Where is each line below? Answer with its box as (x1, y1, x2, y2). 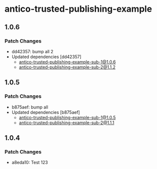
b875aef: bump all (11, 104, 48, 110)
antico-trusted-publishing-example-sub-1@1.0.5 (19, 114, 116, 120)
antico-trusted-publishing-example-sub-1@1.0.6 (19, 59, 116, 64)
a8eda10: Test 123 (11, 160, 48, 166)
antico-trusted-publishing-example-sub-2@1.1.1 (19, 120, 115, 126)
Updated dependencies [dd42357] (11, 54, 81, 60)
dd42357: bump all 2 (11, 48, 54, 54)
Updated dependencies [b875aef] (11, 109, 80, 115)
